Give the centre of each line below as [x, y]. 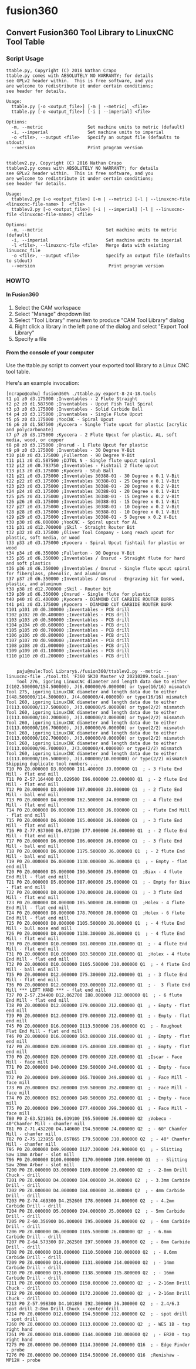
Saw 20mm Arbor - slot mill [40, 1165]
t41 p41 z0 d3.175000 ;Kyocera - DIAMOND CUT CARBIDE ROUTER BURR [89, 605]
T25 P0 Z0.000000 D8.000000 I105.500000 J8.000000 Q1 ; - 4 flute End [95, 924]
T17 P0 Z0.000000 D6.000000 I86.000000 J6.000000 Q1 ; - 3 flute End [94, 841]
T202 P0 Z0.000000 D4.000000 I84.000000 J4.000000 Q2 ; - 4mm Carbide [95, 1191]
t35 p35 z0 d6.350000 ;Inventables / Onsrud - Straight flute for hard [95, 558]
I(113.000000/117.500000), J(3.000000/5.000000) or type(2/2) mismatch [95, 707]
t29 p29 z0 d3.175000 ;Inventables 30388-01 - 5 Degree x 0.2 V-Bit [92, 517]
